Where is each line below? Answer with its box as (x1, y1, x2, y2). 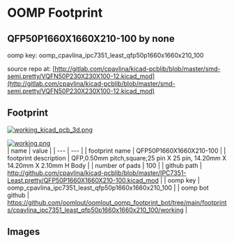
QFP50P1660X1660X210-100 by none (7, 33, 175, 45)
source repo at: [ (7, 65, 55, 73)
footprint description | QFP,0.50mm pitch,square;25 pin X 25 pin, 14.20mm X (7, 153, 227, 162)
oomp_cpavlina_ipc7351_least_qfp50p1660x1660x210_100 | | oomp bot (7, 183, 209, 192)
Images (7, 226, 40, 238)
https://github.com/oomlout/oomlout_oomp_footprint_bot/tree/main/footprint (7, 198, 227, 206)
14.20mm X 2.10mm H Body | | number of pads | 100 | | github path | (7, 161, 202, 169)
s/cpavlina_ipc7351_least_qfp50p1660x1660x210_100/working (7, 206, 184, 214)
